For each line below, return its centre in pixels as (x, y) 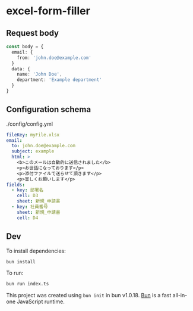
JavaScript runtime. (41, 301)
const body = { (25, 46)
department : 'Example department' (59, 80)
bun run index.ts (28, 284)
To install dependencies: (36, 251)
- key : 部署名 (28, 190)
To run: (15, 273)
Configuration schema (48, 109)
